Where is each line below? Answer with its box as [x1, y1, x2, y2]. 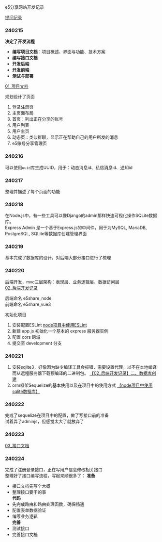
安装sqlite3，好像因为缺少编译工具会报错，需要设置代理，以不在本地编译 [12, 364, 157, 370]
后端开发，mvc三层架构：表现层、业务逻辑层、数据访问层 [5, 279, 119, 285]
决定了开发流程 [5, 38, 35, 45]
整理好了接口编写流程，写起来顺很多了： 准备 [5, 473, 95, 478]
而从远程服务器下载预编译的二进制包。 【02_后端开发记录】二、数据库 [12, 370, 152, 376]
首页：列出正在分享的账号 [12, 116, 63, 122]
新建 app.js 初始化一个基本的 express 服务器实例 [12, 328, 109, 334]
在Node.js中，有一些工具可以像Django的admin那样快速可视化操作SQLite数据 [5, 213, 158, 218]
